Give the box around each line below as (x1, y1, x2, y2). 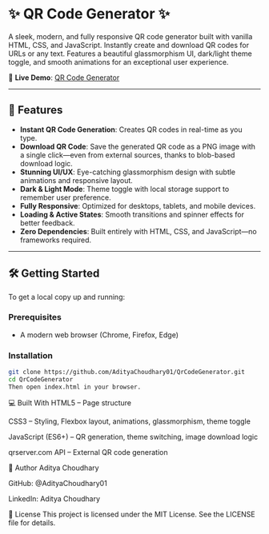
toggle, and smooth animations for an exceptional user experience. (8, 57, 229, 66)
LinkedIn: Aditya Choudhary (8, 493, 101, 504)
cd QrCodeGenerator (8, 376, 74, 384)
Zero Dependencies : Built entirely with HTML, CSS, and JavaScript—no (19, 226, 258, 236)
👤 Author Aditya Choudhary (8, 463, 99, 472)
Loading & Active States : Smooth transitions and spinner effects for (19, 209, 244, 219)
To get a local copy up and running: (8, 292, 126, 301)
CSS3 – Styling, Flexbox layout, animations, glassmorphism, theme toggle (8, 416, 251, 426)
